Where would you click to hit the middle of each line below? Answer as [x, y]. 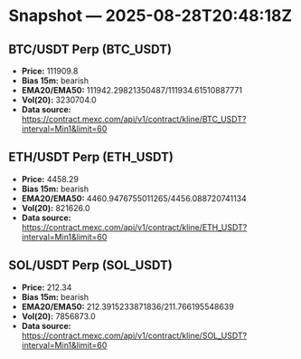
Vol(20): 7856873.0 [58, 316]
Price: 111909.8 [50, 71]
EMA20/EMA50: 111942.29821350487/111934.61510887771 [132, 90]
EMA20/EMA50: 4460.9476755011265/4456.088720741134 [134, 198]
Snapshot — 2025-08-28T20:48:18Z [150, 16]
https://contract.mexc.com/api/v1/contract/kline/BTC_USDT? [134, 119]
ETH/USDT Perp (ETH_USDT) [91, 157]
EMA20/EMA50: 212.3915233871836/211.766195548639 [127, 306]
